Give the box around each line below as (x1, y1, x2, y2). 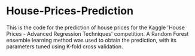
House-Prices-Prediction (6, 4, 133, 18)
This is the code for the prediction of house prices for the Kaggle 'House (6, 24, 185, 31)
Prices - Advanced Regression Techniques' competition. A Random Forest (6, 30, 189, 37)
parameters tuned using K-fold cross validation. (6, 43, 124, 50)
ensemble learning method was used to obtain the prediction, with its (6, 36, 176, 43)
